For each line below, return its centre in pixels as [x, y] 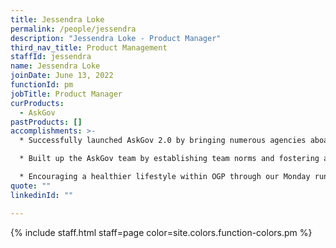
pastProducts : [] [46, 122]
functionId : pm [42, 85]
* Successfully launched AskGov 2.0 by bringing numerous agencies [163, 141]
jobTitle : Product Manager [66, 94]
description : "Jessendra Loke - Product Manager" [116, 38]
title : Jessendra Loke [57, 19]
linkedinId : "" [42, 195]
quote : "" [31, 186]
